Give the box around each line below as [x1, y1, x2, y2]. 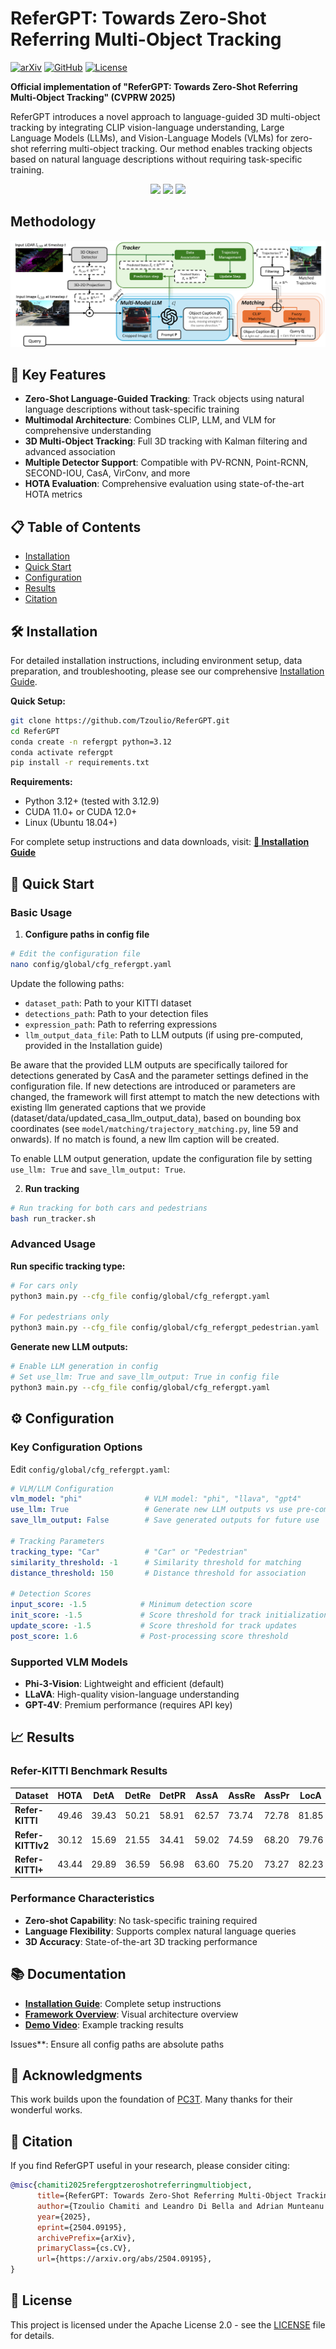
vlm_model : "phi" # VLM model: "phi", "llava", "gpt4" [10, 1494, 302, 1504]
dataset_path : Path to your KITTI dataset [24, 997, 192, 1009]
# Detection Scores [10, 1589, 92, 1599]
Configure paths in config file [24, 928, 150, 941]
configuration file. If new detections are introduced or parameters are [10, 1080, 296, 1092]
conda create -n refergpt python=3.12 [10, 737, 172, 747]
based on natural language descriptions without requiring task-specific [10, 153, 303, 165]
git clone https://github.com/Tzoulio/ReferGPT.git [10, 715, 230, 726]
